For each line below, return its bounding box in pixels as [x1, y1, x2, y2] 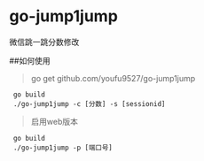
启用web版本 [30, 116, 78, 126]
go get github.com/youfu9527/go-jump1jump [30, 73, 196, 83]
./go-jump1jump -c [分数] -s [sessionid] [12, 99, 166, 108]
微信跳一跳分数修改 [9, 36, 80, 47]
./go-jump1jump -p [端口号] [12, 143, 114, 152]
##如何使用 [9, 55, 51, 65]
